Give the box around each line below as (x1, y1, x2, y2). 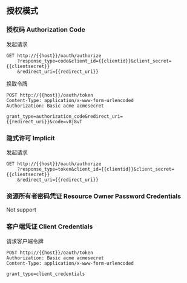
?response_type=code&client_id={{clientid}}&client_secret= (17, 58, 172, 64)
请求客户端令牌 (6, 237, 44, 245)
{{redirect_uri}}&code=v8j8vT (6, 118, 83, 124)
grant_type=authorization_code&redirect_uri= (6, 113, 123, 120)
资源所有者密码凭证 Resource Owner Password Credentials (6, 192, 182, 200)
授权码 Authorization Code (6, 26, 86, 34)
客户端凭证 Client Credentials (6, 222, 93, 231)
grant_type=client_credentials (6, 271, 85, 277)
